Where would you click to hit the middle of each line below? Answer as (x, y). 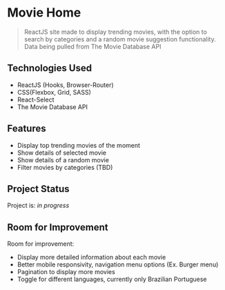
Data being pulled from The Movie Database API (92, 46)
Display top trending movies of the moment (78, 145)
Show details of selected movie (62, 153)
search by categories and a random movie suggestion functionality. (120, 39)
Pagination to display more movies (66, 272)
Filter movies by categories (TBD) (65, 167)
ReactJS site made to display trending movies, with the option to (115, 32)
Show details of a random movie (63, 159)
